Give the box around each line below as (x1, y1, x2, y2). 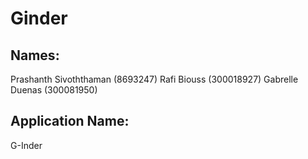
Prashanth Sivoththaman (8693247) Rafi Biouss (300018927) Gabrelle (10, 73, 299, 85)
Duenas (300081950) (10, 84, 98, 96)
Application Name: (10, 113, 130, 130)
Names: (10, 47, 60, 64)
